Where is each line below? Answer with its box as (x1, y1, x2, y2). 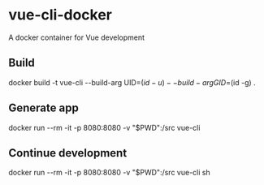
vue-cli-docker (8, 6, 112, 24)
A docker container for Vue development (8, 32, 145, 42)
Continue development (8, 146, 128, 160)
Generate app (8, 101, 79, 115)
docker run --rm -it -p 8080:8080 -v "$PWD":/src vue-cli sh (8, 168, 210, 178)
